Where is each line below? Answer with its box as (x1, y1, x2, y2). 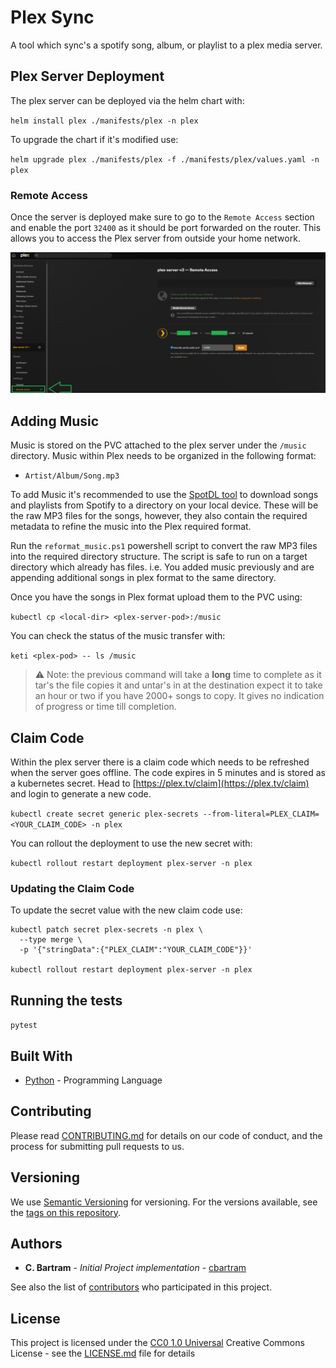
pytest (10, 1021, 38, 1031)
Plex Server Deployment (10, 68, 165, 85)
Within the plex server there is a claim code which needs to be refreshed (10, 756, 310, 768)
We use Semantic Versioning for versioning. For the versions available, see (10, 1196, 318, 1208)
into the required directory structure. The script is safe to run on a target (10, 551, 308, 563)
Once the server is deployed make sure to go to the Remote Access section (10, 211, 315, 223)
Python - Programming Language (24, 1074, 163, 1086)
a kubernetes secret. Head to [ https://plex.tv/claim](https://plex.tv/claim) (10, 777, 310, 790)
